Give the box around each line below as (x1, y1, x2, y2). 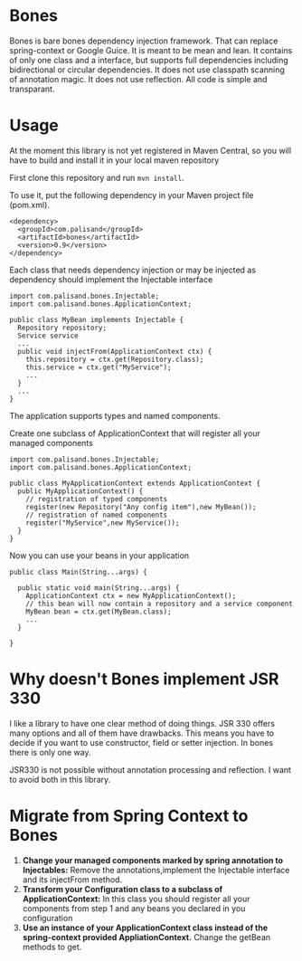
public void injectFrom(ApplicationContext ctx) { (17, 347, 212, 356)
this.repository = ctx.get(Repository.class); (25, 355, 204, 364)
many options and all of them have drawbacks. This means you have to (9, 728, 275, 738)
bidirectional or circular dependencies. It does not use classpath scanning (9, 64, 285, 75)
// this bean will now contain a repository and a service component (25, 599, 294, 608)
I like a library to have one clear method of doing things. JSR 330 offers (9, 718, 276, 728)
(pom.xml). (9, 199, 50, 210)
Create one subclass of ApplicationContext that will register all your (9, 427, 260, 439)
